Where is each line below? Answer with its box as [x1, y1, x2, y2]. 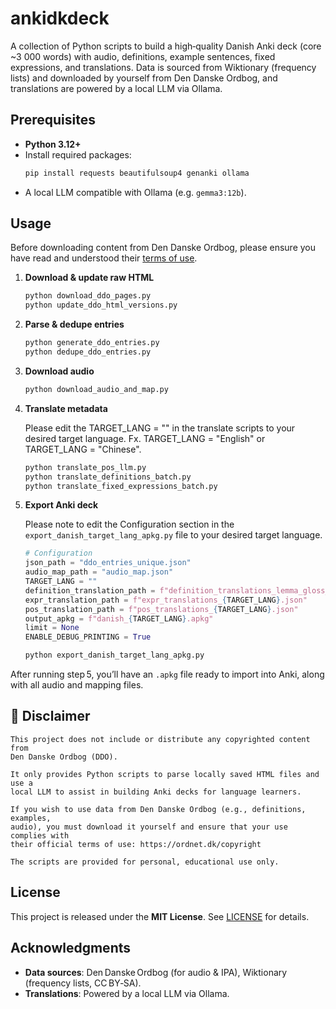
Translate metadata [24, 402, 108, 414]
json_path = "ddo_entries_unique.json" [24, 558, 192, 568]
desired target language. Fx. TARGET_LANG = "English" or [24, 432, 266, 444]
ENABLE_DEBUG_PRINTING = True [24, 632, 152, 642]
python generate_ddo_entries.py [24, 338, 160, 348]
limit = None [24, 623, 80, 633]
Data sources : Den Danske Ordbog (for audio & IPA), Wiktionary [24, 966, 288, 978]
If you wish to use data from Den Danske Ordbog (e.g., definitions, [10, 804, 307, 814]
